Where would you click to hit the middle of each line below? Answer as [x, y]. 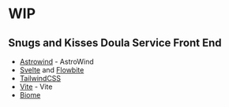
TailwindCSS [40, 78]
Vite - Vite [36, 87]
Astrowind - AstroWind [56, 61]
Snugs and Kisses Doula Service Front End [115, 43]
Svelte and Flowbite [52, 70]
